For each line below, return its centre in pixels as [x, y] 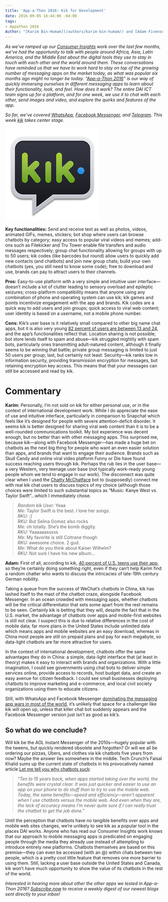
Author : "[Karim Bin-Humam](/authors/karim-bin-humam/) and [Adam [76, 32]
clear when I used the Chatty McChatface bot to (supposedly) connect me [82, 480]
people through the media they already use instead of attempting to [75, 841]
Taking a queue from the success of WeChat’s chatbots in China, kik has [80, 589]
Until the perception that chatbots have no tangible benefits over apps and [82, 820]
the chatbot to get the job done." [51, 811]
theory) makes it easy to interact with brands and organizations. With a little [83, 662]
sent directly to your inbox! [33, 894]
